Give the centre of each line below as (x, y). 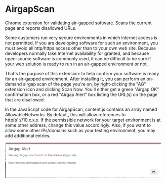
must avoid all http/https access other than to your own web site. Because (81, 48)
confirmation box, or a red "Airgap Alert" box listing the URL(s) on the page (81, 94)
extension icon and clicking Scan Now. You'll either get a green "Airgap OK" (82, 89)
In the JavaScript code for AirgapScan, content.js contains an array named (81, 109)
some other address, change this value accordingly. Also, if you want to (78, 125)
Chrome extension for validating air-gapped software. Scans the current (79, 23)
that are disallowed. (25, 99)
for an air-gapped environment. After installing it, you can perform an (75, 79)
